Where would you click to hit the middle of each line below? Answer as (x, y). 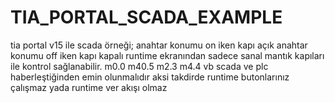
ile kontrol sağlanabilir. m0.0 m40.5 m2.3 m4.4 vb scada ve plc (139, 66)
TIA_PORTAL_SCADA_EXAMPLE (146, 17)
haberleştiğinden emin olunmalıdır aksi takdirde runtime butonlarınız (150, 77)
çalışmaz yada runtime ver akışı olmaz (89, 87)
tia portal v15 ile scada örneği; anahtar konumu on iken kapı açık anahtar (159, 45)
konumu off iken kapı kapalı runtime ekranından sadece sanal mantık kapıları (167, 55)
